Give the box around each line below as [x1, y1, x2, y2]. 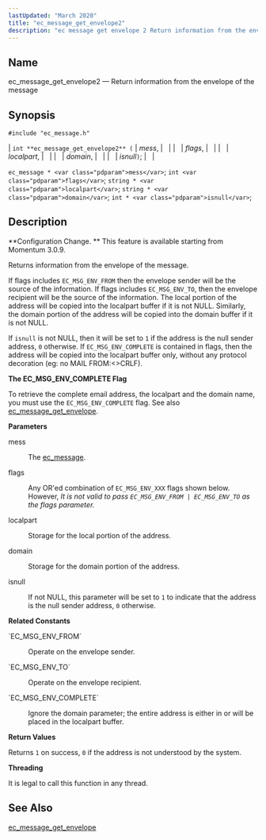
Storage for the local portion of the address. [28, 530, 172, 540]
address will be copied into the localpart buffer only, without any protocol [8, 350, 247, 360]
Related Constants [8, 616, 71, 626]
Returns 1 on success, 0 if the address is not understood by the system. [8, 747, 241, 757]
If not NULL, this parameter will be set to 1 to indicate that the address [28, 592, 256, 602]
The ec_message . [28, 452, 86, 461]
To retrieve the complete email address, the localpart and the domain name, [8, 389, 256, 399]
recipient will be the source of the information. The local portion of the [8, 292, 237, 302]
